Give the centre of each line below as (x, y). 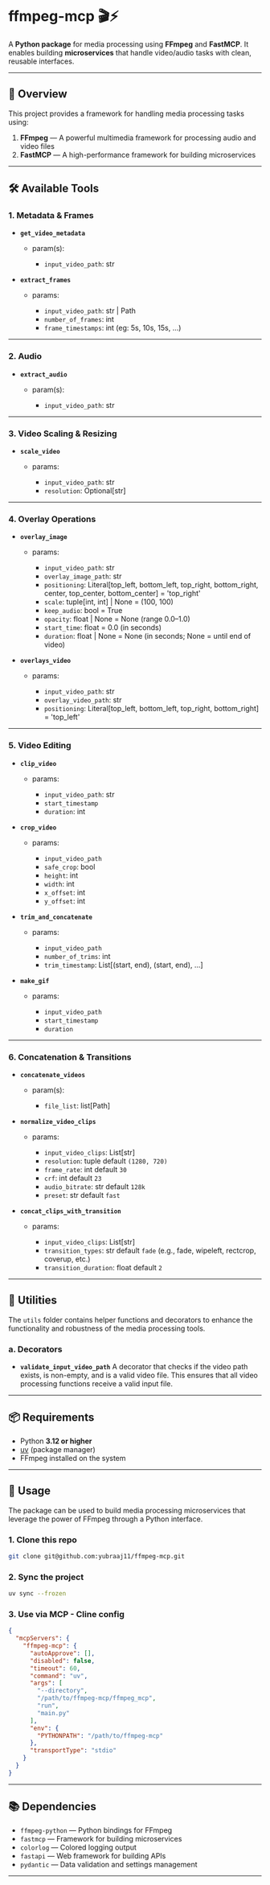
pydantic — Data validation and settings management (109, 1864)
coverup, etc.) (67, 1259)
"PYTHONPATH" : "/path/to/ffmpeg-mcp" (100, 1735)
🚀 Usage (29, 1491)
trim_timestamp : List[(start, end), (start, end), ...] (123, 965)
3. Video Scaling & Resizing (63, 434)
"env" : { (44, 1728)
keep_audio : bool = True (83, 611)
